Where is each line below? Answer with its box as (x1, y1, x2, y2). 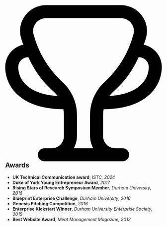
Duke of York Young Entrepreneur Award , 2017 (12, 179, 110, 185)
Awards (5, 161, 30, 170)
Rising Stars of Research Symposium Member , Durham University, (12, 184, 152, 191)
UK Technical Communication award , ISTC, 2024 (12, 174, 115, 180)
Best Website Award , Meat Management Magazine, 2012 (12, 216, 131, 222)
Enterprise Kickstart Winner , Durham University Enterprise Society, (12, 206, 153, 212)
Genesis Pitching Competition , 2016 (12, 200, 88, 206)
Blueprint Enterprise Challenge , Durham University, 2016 (12, 195, 131, 201)
